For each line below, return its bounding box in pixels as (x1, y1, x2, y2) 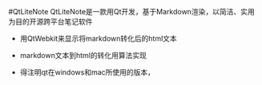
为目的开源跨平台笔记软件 (8, 17, 93, 26)
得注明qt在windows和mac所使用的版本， (19, 68, 155, 77)
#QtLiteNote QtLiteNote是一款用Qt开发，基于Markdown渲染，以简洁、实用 (8, 7, 255, 16)
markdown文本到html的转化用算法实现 (19, 51, 147, 60)
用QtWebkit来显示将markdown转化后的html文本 (19, 34, 178, 43)
